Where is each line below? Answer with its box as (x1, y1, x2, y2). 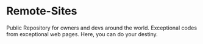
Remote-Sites (6, 4, 77, 18)
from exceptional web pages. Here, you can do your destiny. (6, 30, 158, 37)
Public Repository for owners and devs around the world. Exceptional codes (6, 24, 197, 31)
